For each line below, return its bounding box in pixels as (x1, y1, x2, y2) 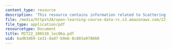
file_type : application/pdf (5, 21, 66, 27)
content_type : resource (5, 7, 56, 13)
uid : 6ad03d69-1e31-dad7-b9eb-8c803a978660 (5, 36, 100, 41)
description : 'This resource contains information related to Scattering (5, 12, 166, 17)
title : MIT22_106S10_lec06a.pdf (5, 31, 74, 36)
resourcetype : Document (5, 27, 56, 32)
